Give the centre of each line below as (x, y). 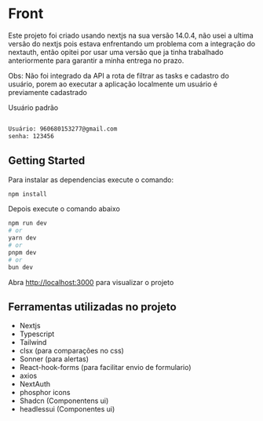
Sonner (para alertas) (54, 359)
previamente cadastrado (48, 92)
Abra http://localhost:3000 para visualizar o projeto (91, 282)
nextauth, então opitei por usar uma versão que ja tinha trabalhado (116, 52)
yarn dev (22, 238)
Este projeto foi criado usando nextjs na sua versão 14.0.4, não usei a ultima (131, 35)
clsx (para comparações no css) (71, 351)
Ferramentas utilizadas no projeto (92, 307)
